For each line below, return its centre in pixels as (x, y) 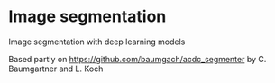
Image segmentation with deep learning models (97, 41)
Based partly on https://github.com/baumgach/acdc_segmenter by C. (137, 59)
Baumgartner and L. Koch (56, 69)
